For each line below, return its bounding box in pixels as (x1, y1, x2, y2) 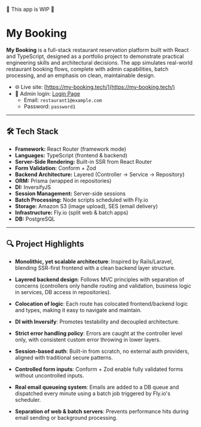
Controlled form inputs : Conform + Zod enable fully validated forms (14, 365, 184, 373)
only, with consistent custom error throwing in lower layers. (14, 335, 161, 343)
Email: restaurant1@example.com (23, 96, 102, 103)
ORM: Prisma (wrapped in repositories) (14, 177, 112, 184)
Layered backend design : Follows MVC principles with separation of (14, 276, 184, 283)
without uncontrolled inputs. (14, 371, 84, 379)
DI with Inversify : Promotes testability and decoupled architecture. (14, 318, 180, 325)
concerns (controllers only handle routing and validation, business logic (14, 282, 191, 289)
